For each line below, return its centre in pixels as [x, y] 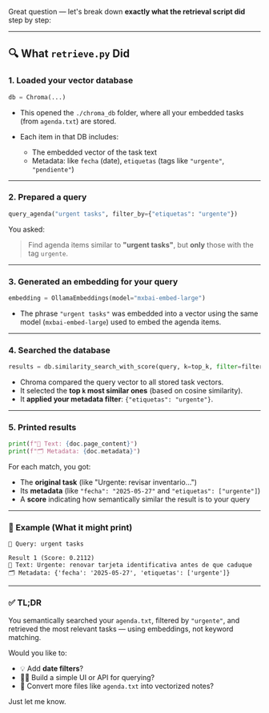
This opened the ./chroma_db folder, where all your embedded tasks [132, 112]
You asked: [27, 229]
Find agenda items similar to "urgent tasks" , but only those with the [141, 244]
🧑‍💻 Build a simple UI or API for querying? [87, 677]
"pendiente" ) [53, 169]
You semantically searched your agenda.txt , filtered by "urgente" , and [124, 620]
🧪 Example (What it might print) [70, 528]
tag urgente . [48, 253]
